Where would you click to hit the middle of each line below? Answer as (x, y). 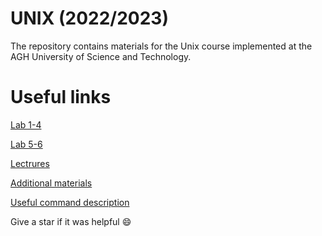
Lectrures (30, 163)
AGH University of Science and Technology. (101, 56)
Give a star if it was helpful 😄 (71, 221)
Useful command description (70, 202)
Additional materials (51, 183)
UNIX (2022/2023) (89, 18)
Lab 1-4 (26, 124)
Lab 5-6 (26, 144)
